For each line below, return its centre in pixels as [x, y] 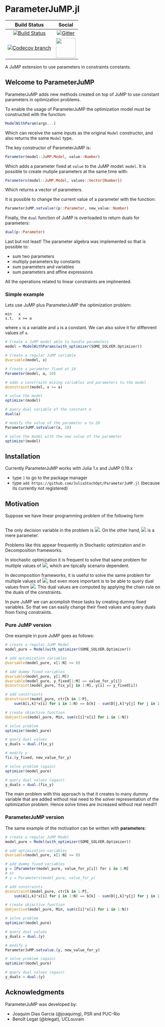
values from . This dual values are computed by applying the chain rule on [83, 587]
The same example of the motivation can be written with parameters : [76, 828]
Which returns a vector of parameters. [44, 190]
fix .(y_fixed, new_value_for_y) [38, 758]
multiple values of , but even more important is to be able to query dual [80, 581]
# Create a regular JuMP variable [41, 356]
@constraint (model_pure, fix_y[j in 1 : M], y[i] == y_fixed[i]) [71, 685]
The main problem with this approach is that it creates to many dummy [77, 794]
